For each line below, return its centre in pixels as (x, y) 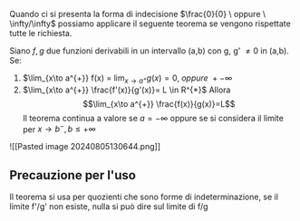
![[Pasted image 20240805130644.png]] (85, 147)
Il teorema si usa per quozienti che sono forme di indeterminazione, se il (144, 197)
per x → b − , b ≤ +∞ (59, 129)
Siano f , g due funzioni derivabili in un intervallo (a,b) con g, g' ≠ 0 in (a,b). (150, 51)
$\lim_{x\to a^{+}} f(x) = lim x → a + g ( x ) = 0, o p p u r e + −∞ (127, 79)
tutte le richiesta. (41, 33)
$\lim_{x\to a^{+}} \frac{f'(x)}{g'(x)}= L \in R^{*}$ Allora (126, 90)
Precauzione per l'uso (73, 175)
